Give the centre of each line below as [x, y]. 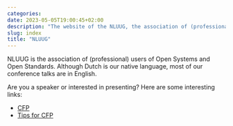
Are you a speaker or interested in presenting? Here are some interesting [111, 87]
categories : [24, 13]
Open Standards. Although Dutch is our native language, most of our [105, 66]
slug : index [24, 33]
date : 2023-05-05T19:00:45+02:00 [55, 20]
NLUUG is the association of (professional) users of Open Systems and [109, 59]
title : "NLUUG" [29, 39]
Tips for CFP [35, 116]
